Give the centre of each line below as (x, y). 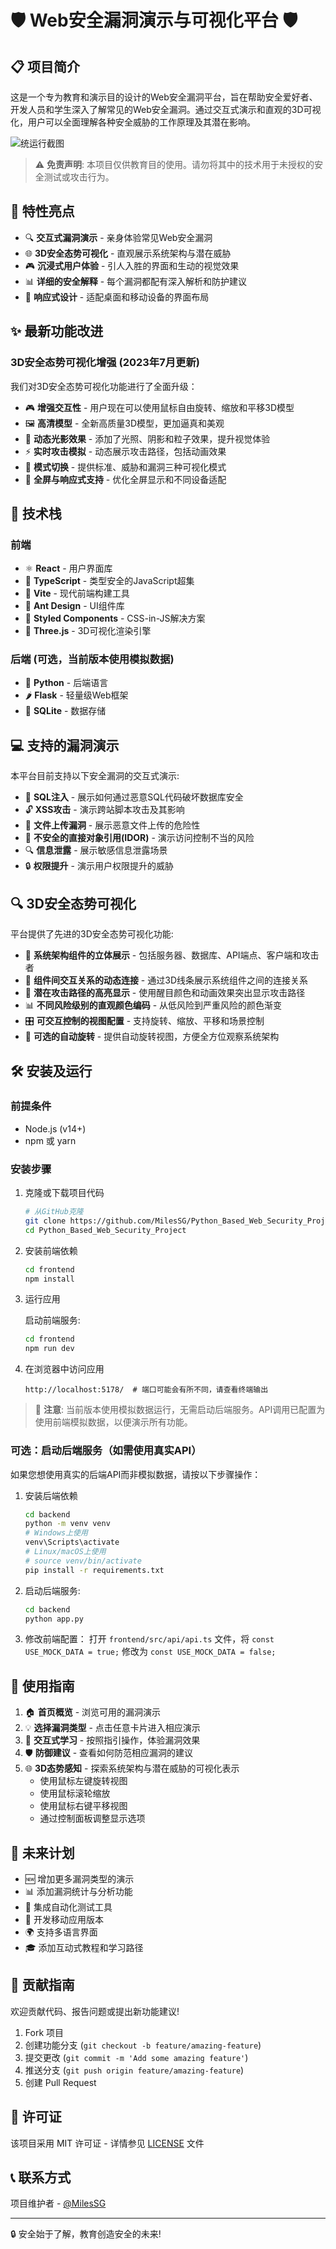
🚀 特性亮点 (42, 211)
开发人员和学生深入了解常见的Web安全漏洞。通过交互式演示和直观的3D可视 (166, 109)
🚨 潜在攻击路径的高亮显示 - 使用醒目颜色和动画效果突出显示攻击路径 (165, 993)
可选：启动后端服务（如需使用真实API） (106, 1451)
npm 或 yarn (50, 1140)
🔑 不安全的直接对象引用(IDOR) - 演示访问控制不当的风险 (139, 838)
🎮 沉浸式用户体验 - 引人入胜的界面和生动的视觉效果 (132, 265)
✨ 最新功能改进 (57, 331)
